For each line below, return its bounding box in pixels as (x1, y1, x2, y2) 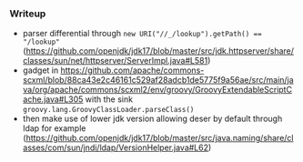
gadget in (22, 65, 59, 76)
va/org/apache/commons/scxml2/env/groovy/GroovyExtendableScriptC (22, 85, 293, 96)
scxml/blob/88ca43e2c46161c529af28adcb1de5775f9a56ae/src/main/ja (22, 75, 294, 86)
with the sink (85, 94, 134, 105)
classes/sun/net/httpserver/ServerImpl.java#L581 (22, 56, 208, 66)
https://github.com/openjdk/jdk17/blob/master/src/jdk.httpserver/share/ (25, 46, 294, 56)
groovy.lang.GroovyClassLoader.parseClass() (22, 106, 195, 115)
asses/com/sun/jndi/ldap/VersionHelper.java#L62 (22, 142, 209, 153)
